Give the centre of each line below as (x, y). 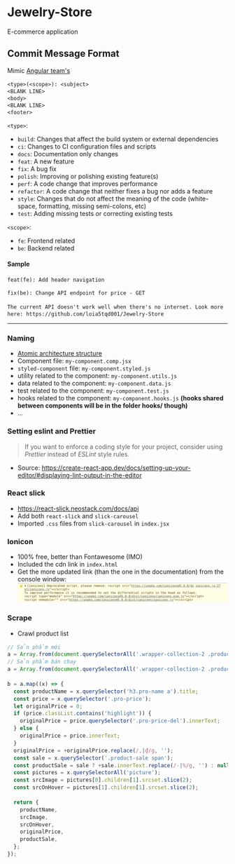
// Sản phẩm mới (34, 647)
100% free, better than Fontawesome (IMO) (80, 557)
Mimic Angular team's (39, 70)
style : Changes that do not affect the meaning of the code (102, 198)
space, (27, 206)
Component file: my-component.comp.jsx (74, 361)
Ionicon (20, 541)
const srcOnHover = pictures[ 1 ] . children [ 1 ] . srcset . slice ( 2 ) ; (106, 788)
